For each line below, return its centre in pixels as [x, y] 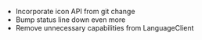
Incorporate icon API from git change [75, 11]
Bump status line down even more [70, 20]
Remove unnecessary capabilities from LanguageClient [105, 28]
